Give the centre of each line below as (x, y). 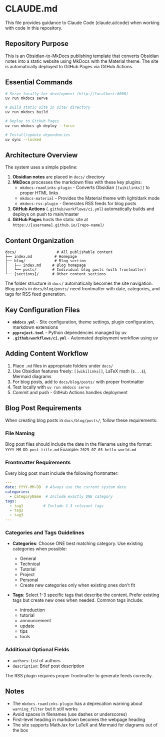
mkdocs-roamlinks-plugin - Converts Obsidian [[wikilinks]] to (85, 188)
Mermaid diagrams (32, 376)
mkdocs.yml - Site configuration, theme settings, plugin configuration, (83, 322)
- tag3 (16, 515)
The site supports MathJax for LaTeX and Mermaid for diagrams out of (85, 724)
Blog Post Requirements (43, 408)
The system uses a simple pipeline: (41, 167)
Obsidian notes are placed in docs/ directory (58, 177)
